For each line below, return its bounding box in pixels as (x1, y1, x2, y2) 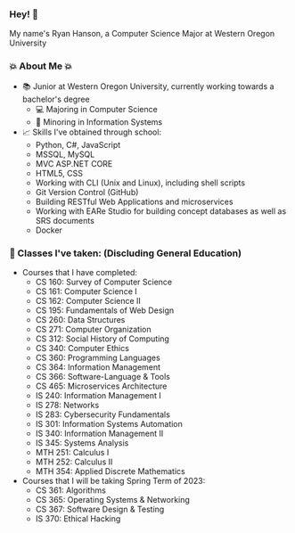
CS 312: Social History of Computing (35, 333, 169, 344)
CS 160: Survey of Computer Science (35, 276, 172, 287)
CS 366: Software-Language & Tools (35, 371, 171, 381)
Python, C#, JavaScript (35, 139, 121, 150)
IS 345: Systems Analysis (35, 437, 129, 448)
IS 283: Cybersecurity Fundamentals (35, 409, 171, 420)
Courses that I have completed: (21, 266, 138, 277)
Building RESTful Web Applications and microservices (35, 196, 234, 207)
